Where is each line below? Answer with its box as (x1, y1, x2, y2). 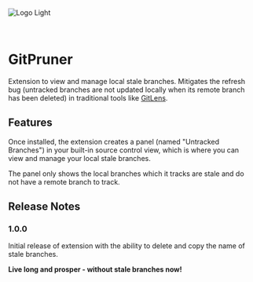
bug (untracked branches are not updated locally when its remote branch (8, 85, 245, 94)
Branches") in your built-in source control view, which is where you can (8, 145, 240, 155)
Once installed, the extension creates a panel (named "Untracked (8, 137, 220, 146)
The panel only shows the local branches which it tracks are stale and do (8, 169, 245, 178)
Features (8, 116, 53, 130)
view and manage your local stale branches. (8, 153, 151, 163)
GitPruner (8, 51, 73, 68)
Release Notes (8, 200, 81, 214)
